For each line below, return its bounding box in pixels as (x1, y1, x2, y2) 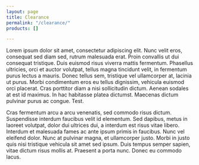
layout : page (6, 8, 39, 15)
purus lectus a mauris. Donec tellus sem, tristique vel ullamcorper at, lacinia (6, 72, 192, 79)
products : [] (6, 25, 39, 32)
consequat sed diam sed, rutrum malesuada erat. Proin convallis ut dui (6, 53, 179, 60)
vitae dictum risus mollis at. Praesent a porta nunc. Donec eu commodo (6, 147, 182, 154)
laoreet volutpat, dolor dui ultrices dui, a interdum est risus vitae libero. (6, 122, 180, 129)
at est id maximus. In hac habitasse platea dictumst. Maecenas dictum (6, 91, 179, 98)
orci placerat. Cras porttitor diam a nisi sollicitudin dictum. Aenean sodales (6, 85, 189, 92)
